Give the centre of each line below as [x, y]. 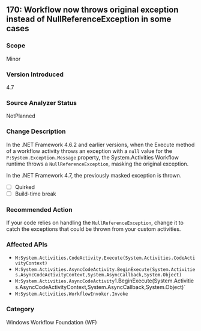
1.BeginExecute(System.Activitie [154, 281]
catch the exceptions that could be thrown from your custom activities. [94, 229]
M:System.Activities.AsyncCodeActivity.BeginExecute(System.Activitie [105, 270]
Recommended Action [40, 209]
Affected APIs [27, 244]
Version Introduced [35, 74]
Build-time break [35, 194]
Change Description [36, 131]
